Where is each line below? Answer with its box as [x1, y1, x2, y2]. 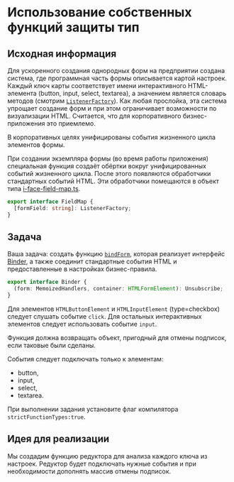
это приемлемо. [46, 119, 96, 128]
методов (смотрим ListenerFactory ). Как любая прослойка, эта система [7, 97, 227, 105]
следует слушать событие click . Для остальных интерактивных [7, 312, 202, 321]
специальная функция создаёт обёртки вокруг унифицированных [7, 162, 207, 170]
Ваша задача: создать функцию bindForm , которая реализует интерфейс [7, 250, 225, 258]
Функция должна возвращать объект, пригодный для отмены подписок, [7, 334, 227, 342]
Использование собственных [7, 4, 192, 21]
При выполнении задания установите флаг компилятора [7, 405, 179, 414]
